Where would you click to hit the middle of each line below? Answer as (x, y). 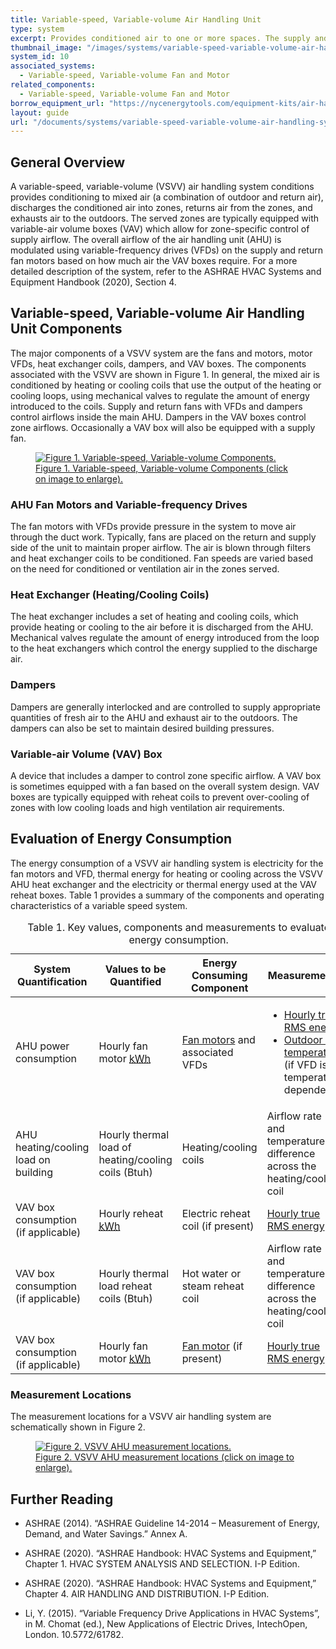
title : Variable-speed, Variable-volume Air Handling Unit (136, 19)
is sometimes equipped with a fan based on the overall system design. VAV (165, 787)
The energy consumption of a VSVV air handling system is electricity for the (167, 863)
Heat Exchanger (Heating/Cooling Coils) (110, 595)
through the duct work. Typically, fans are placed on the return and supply (163, 537)
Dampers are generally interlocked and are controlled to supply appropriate (166, 707)
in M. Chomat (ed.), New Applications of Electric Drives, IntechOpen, (166, 1623)
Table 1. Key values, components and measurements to (157, 927)
